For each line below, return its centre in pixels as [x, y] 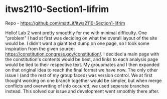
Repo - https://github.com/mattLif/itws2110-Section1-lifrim [65, 23]
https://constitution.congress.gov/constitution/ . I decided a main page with [82, 54]
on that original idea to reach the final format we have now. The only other [81, 70]
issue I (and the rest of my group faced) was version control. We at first [79, 75]
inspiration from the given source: [40, 48]
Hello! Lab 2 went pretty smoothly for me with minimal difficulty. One [76, 32]
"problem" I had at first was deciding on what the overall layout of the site [81, 38]
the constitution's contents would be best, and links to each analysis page [82, 59]
